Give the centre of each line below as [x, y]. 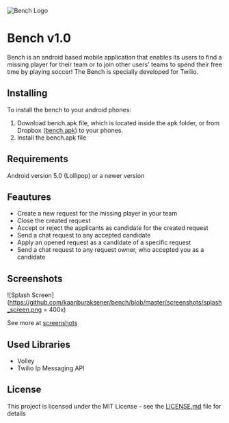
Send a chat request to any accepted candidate [84, 235]
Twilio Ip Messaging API [51, 368]
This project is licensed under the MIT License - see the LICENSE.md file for [114, 406]
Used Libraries [39, 345]
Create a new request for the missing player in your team [97, 214]
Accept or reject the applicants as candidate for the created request [112, 228]
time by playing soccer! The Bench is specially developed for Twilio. [103, 71]
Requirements [38, 159]
